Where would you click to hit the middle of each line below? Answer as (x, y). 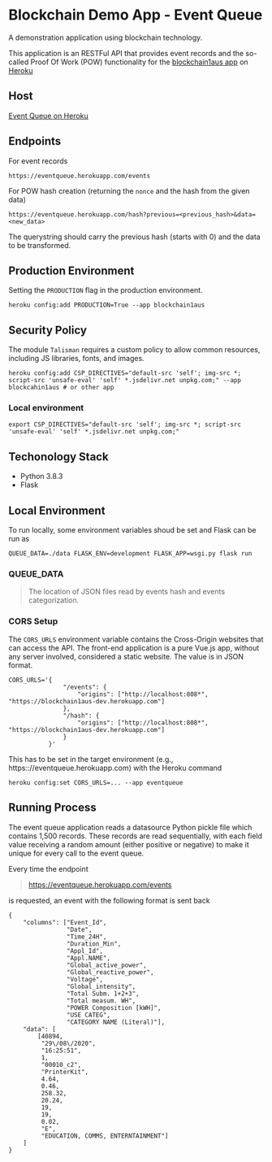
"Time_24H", (86, 937)
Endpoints (35, 141)
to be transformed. (40, 245)
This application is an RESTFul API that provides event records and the (126, 53)
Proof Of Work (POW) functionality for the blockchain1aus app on (140, 62)
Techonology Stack (58, 457)
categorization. (54, 600)
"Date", (79, 929)
